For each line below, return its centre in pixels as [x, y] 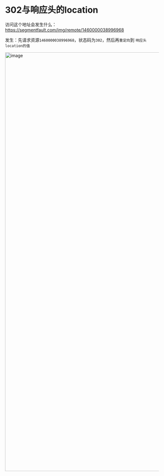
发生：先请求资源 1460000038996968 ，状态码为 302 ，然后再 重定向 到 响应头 [76, 40]
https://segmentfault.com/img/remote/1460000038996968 [65, 30]
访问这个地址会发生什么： [31, 24]
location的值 [18, 46]
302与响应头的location [52, 10]
